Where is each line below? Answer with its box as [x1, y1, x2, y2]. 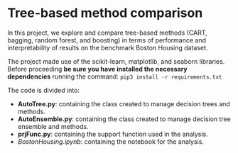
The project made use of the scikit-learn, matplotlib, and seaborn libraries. [7, 57, 225, 65]
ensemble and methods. [17, 122, 89, 130]
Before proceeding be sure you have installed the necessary [7, 64, 188, 73]
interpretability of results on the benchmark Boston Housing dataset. [7, 43, 208, 52]
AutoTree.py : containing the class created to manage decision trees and [17, 99, 231, 108]
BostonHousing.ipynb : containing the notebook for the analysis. [17, 137, 205, 146]
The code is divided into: [7, 86, 80, 94]
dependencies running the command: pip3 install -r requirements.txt [7, 72, 222, 81]
